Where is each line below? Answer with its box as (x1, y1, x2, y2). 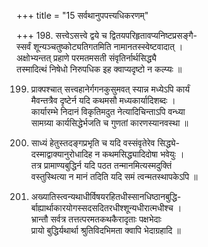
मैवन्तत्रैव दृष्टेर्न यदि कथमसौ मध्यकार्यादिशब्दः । (30, 95, 176, 106)
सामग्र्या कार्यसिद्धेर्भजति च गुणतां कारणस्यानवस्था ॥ (30, 117, 189, 129)
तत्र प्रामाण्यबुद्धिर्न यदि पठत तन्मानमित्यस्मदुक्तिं (30, 160, 173, 171)
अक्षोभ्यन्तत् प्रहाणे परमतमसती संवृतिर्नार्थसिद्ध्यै (16, 52, 157, 64)
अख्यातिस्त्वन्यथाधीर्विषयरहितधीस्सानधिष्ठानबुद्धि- (30, 191, 182, 202)
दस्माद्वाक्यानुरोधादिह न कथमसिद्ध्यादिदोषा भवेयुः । (30, 148, 185, 160)
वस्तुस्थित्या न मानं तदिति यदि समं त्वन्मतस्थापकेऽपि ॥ (30, 171, 198, 182)
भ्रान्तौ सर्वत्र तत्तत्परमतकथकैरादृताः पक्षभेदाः (30, 213, 162, 225)
